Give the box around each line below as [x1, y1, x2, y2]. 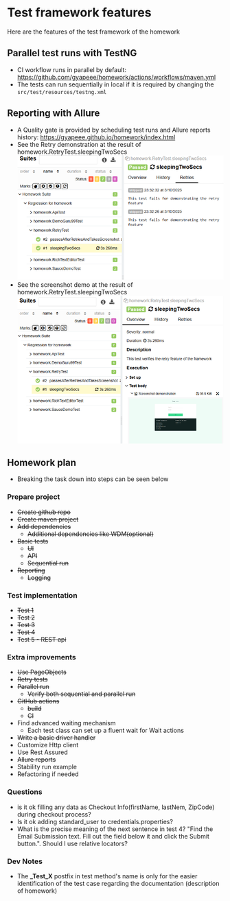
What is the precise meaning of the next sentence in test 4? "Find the [16, 825, 214, 833]
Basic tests [16, 537, 49, 545]
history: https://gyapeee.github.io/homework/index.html [16, 132, 176, 141]
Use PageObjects [16, 668, 67, 677]
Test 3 [16, 621, 36, 629]
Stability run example [16, 763, 78, 771]
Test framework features [7, 5, 152, 21]
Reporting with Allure [7, 108, 100, 119]
